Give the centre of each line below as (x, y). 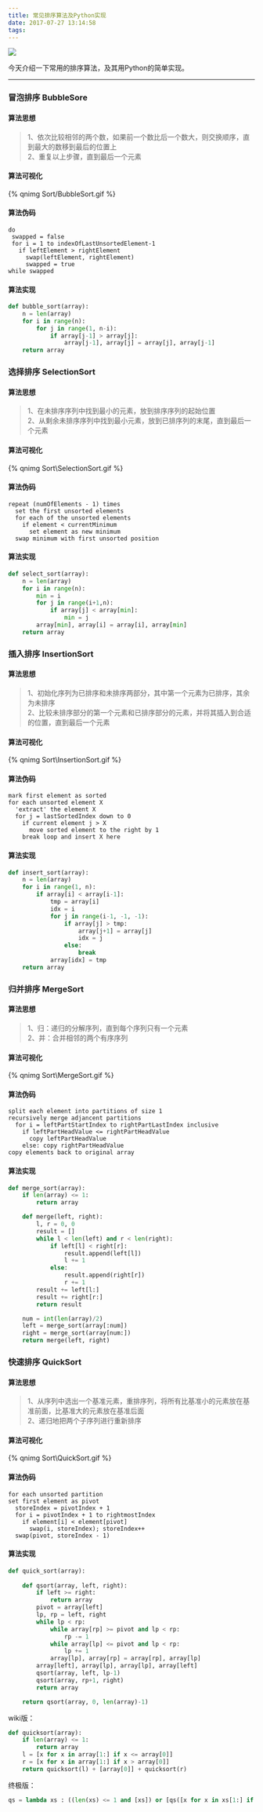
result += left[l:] (68, 1290)
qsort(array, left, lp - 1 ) (79, 1673)
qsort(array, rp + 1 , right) (80, 1680)
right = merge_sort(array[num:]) (77, 1333)
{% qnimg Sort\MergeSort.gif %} (61, 1076)
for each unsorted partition (56, 1494)
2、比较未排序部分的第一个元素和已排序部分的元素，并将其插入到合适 (139, 712)
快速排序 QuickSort (45, 1361)
